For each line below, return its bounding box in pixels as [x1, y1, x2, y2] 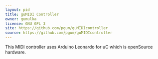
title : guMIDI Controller [5, 12, 59, 17]
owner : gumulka [5, 16, 37, 21]
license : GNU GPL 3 [5, 21, 46, 26]
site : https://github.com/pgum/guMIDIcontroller [5, 26, 108, 31]
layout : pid [5, 7, 30, 12]
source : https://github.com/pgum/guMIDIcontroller [5, 30, 113, 35]
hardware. [5, 49, 26, 55]
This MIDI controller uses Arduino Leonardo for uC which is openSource [5, 44, 153, 50]
